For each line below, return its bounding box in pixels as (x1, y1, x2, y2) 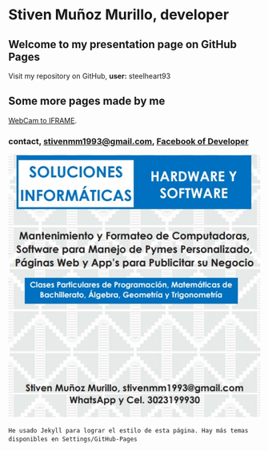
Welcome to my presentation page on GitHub (8, 38, 238, 51)
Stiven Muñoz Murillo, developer (8, 6, 230, 24)
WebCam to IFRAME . (8, 115, 78, 125)
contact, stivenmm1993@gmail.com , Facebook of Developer (8, 135, 250, 147)
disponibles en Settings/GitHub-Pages (8, 435, 138, 444)
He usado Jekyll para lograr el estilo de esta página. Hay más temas (8, 427, 249, 435)
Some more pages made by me (8, 95, 166, 108)
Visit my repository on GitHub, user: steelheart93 (8, 71, 171, 81)
